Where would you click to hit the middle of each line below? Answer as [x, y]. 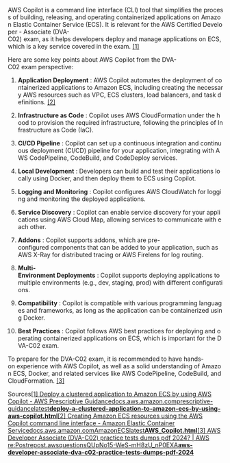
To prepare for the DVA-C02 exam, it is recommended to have [95, 359]
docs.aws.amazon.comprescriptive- [162, 401]
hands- [193, 359]
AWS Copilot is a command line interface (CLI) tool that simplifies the [105, 10]
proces [214, 10]
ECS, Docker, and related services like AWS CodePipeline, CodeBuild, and [117, 373]
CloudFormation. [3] [36, 381]
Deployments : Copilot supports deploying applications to [138, 275]
